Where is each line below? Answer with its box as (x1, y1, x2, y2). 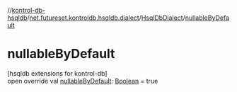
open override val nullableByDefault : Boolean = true (7, 76, 158, 85)
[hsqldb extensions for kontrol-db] (7, 69, 108, 77)
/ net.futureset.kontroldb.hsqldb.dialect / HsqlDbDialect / (27, 13, 185, 22)
